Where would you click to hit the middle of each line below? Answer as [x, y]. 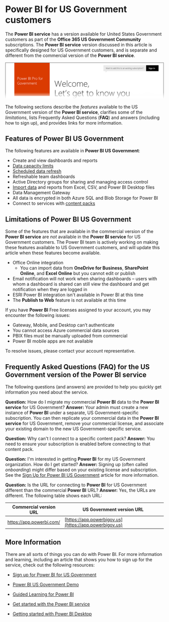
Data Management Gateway [41, 193]
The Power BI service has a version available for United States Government [83, 34]
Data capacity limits [33, 166]
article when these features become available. [53, 253]
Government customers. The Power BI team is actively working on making [82, 242]
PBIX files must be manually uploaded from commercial [70, 336]
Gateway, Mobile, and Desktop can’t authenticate [63, 325]
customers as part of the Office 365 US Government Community [73, 39]
